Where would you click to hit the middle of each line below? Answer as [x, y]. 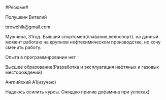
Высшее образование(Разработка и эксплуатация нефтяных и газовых [82, 67]
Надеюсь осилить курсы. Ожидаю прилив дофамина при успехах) [77, 92]
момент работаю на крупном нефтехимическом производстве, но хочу [83, 42]
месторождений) [24, 72]
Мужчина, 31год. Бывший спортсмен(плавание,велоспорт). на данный [82, 37]
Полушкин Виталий [26, 17]
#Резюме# [17, 7]
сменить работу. [23, 47]
